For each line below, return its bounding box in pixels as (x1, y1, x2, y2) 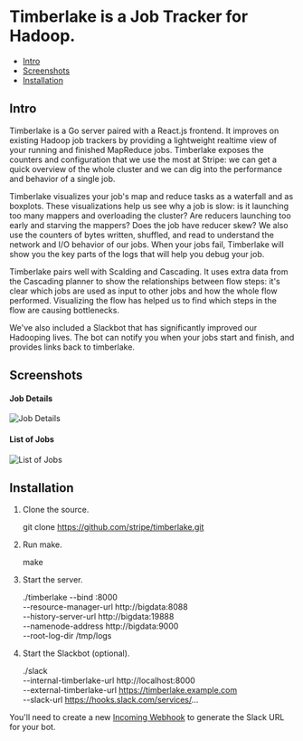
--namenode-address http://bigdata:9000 (22, 621, 179, 631)
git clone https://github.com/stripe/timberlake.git (22, 522, 204, 533)
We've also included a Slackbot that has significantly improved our (9, 322, 258, 332)
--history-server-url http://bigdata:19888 (22, 611, 175, 622)
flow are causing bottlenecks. (9, 304, 120, 315)
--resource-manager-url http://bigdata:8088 (22, 601, 188, 612)
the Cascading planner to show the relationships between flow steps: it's (9, 275, 280, 286)
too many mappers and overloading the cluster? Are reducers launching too (9, 210, 291, 221)
